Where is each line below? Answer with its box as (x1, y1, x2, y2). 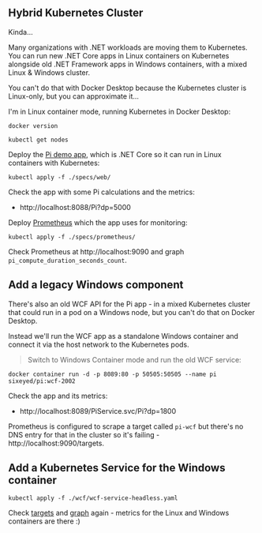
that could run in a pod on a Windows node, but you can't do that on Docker (8, 307, 255, 317)
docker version (8, 122, 58, 129)
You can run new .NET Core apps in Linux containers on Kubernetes (8, 51, 230, 60)
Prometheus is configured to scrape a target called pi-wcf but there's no (8, 422, 244, 431)
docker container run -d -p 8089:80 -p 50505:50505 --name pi (8, 370, 217, 378)
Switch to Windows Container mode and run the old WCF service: (27, 355, 242, 364)
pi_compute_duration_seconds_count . (8, 255, 128, 265)
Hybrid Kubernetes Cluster (8, 6, 144, 20)
